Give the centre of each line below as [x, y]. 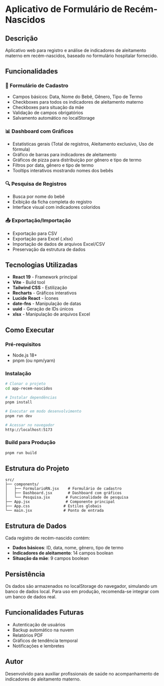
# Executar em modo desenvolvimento [43, 411]
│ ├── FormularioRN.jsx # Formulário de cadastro [63, 489]
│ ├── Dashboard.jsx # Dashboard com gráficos [63, 493]
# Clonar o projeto [25, 384]
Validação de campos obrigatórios [48, 112]
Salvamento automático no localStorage [53, 118]
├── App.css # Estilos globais [53, 506]
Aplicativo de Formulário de [64, 9]
